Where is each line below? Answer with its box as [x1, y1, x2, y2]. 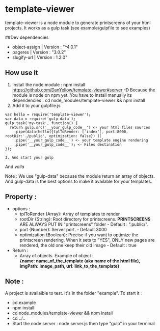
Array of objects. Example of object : [19, 252, 94, 258]
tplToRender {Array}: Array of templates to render [19, 211, 120, 217]
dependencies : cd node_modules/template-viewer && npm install [12, 97, 146, 103]
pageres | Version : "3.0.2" [12, 49, 66, 55]
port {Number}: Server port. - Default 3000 [19, 226, 107, 232]
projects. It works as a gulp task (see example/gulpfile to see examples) [5, 25, 151, 30]
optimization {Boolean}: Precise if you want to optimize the [19, 232, 138, 238]
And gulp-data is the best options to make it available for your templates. [5, 178, 152, 184]
